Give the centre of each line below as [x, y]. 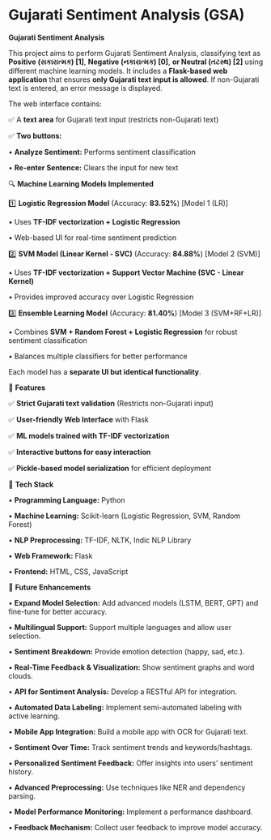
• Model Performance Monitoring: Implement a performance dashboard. [131, 812]
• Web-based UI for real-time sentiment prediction [92, 238]
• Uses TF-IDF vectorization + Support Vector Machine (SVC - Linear [126, 272]
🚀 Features [27, 388]
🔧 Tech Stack [31, 484]
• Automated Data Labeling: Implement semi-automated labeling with [125, 707]
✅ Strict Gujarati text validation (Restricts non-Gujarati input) [111, 403]
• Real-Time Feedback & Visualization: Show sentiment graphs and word [131, 667]
